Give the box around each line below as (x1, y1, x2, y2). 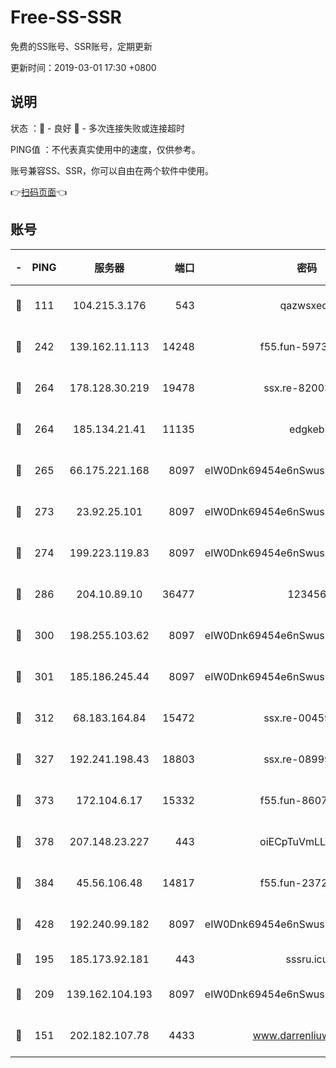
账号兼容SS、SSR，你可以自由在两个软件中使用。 (10, 164, 214, 176)
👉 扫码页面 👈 (10, 186, 68, 198)
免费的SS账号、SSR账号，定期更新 (10, 40, 153, 52)
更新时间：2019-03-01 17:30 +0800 (10, 61, 157, 73)
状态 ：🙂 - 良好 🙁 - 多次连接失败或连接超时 (10, 122, 185, 134)
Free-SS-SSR (10, 6, 122, 29)
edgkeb (289, 422, 325, 436)
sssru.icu (285, 952, 329, 966)
